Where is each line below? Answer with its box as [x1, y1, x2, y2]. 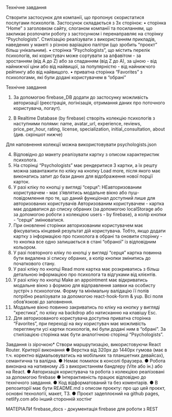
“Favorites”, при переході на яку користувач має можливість [13, 320, 146, 327]
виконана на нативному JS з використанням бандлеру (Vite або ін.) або [6, 363, 163, 369]
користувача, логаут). [13, 105, 61, 111]
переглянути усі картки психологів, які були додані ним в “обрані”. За [13, 326, 166, 332]
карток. [13, 179, 30, 184]
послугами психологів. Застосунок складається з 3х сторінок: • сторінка [6, 20, 166, 26]
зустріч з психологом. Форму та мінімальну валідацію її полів [13, 288, 149, 294]
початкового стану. [13, 260, 56, 267]
